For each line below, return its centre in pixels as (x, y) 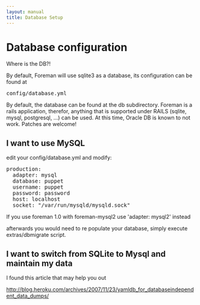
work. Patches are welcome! (42, 124)
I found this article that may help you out (56, 278)
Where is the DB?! (29, 64)
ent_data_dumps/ (28, 296)
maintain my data (39, 263)
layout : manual (25, 12)
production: (24, 169)
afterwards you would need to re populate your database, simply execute (97, 228)
